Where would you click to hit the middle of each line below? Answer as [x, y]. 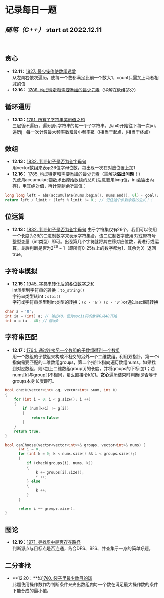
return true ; [27, 431]
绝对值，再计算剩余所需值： [59, 186]
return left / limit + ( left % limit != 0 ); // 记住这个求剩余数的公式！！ [79, 200]
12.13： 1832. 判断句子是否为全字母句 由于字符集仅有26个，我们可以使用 [84, 229]
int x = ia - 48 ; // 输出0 [32, 321]
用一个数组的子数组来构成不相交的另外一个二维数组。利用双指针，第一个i [86, 356]
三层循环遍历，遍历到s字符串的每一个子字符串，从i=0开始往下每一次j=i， [85, 125]
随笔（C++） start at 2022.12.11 [53, 30]
